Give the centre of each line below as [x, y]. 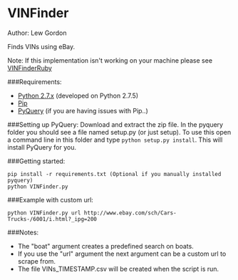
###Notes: [23, 232]
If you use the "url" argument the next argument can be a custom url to [122, 254]
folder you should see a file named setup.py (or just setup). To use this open [119, 132]
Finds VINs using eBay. [41, 46]
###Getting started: [36, 161]
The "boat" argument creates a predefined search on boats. [105, 246]
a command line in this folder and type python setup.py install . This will [115, 140]
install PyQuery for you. [42, 147]
